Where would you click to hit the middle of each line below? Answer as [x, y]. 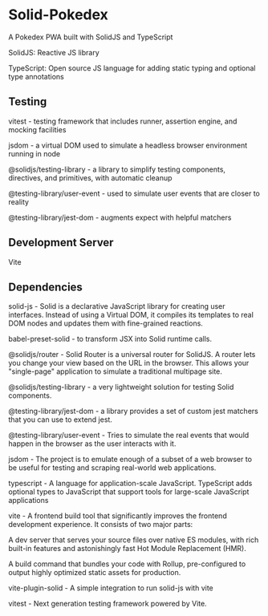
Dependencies [45, 287]
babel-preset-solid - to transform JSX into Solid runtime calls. [110, 339]
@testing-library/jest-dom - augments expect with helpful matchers [120, 217]
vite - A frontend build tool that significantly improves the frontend [118, 516]
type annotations [36, 76]
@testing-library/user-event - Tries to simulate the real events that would [129, 436]
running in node [35, 153]
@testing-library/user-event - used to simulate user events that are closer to [134, 193]
